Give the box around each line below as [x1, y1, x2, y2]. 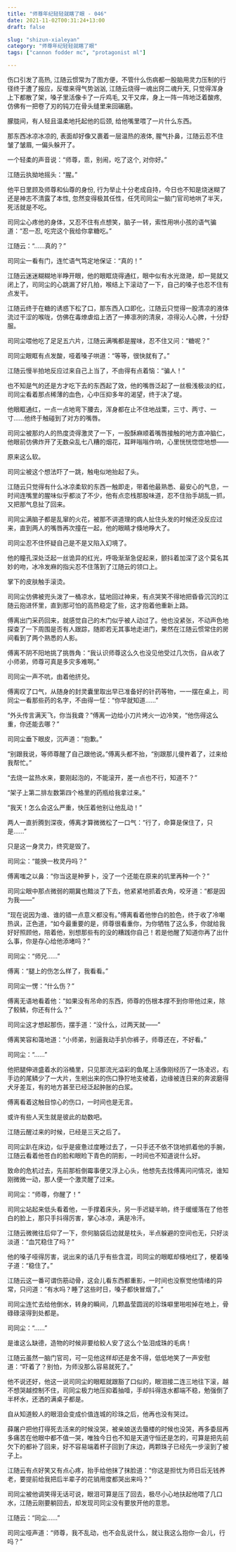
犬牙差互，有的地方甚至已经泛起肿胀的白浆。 [7, 1083, 137, 1091]
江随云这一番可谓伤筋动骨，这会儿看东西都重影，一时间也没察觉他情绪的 [7, 1276, 216, 1284]
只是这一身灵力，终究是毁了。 [7, 842, 93, 850]
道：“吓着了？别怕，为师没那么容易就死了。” [7, 1362, 133, 1371]
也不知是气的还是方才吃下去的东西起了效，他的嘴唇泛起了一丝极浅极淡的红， [7, 381, 229, 390]
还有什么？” [37, 1006, 72, 1013]
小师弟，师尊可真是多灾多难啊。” [7, 658, 100, 665]
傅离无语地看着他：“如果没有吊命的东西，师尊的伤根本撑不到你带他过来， [7, 996, 220, 1005]
